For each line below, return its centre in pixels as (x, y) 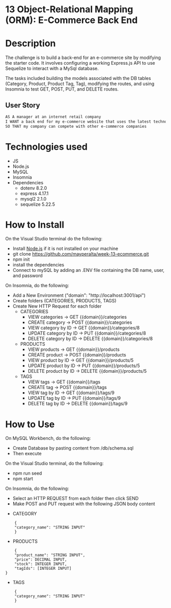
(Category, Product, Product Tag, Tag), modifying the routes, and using (80, 84)
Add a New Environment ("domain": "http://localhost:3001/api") (79, 295)
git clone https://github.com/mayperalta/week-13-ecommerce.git (81, 254)
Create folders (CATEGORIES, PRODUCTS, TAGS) (64, 301)
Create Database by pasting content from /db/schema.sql (73, 448)
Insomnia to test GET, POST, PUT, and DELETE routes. (62, 89)
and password (27, 275)
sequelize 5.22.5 (37, 204)
